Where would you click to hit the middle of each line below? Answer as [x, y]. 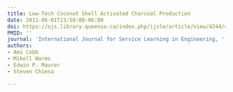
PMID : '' [20, 33]
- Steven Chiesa [31, 71]
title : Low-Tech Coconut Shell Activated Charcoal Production [99, 13]
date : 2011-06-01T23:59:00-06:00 [55, 20]
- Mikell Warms [29, 59]
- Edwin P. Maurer [34, 65]
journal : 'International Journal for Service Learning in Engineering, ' [116, 39]
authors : [20, 46]
